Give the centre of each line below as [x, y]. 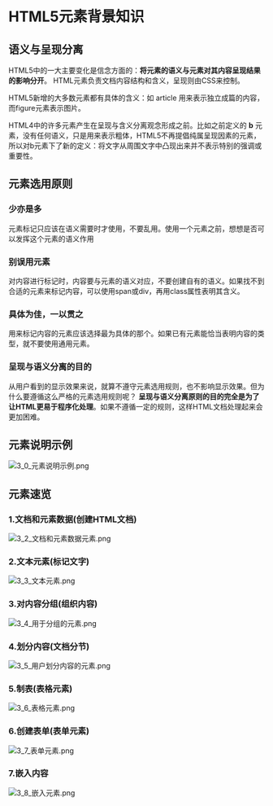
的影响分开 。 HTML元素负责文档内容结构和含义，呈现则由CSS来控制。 [127, 81]
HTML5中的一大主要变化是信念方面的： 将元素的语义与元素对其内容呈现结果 [135, 70]
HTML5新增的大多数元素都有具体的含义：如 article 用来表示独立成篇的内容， [136, 98]
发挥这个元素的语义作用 [54, 239]
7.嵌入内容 [28, 773]
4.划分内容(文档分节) [49, 646]
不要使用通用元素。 [62, 344]
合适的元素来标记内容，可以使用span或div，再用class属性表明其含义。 [127, 291]
